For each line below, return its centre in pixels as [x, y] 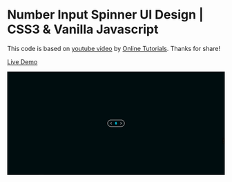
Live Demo [22, 61]
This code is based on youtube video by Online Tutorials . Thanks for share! [114, 48]
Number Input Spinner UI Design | [105, 15]
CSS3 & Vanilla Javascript [83, 29]
